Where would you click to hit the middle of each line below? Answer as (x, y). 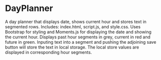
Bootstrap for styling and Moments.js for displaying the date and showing (78, 32)
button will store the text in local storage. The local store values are (72, 47)
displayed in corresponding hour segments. (48, 52)
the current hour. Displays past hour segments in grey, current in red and (78, 37)
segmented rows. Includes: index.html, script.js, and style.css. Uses (73, 26)
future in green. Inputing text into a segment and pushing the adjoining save (81, 42)
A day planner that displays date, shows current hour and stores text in (76, 22)
